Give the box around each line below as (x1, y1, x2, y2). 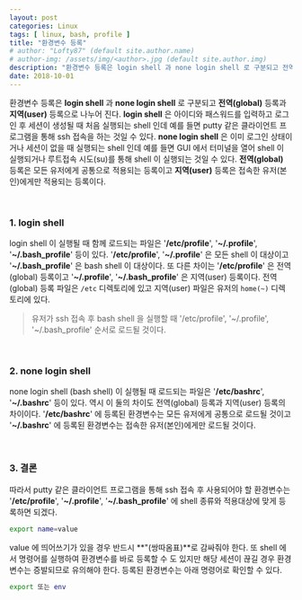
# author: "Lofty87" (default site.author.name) (9, 47, 195, 56)
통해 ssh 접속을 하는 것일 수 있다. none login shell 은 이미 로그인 (40, 131, 269, 142)
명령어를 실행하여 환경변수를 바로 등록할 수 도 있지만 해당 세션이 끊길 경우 (18, 553, 276, 564)
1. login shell (9, 216, 65, 229)
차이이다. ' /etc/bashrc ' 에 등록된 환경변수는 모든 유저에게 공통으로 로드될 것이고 (9, 409, 292, 419)
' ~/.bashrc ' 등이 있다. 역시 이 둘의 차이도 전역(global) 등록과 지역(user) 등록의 (9, 397, 286, 409)
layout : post (9, 13, 58, 22)
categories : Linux (9, 22, 78, 31)
